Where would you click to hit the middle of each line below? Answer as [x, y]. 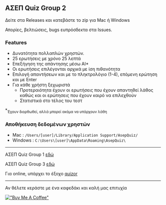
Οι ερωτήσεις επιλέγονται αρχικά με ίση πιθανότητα [66, 69]
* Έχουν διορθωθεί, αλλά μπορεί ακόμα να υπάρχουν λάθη [56, 111]
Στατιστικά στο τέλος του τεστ [51, 101]
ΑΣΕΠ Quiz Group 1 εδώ [30, 154]
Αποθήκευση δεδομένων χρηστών [48, 124]
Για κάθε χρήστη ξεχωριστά [41, 85]
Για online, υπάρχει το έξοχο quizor [41, 174]
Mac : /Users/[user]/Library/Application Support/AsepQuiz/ [75, 135]
